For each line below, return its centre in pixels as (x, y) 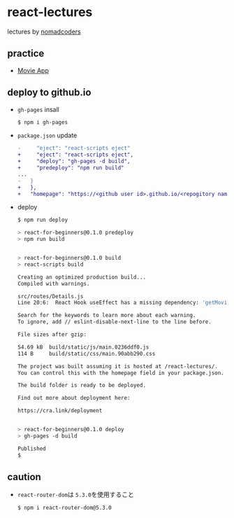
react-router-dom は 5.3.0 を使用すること (76, 495)
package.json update (47, 135)
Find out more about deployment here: (74, 398)
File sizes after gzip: (52, 335)
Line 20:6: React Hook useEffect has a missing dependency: (108, 303)
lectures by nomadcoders (44, 31)
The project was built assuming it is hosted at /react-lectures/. (117, 366)
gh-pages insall (38, 109)
